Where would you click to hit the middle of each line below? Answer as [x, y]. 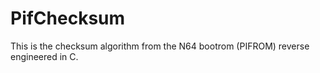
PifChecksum [68, 18]
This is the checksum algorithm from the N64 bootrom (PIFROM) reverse [160, 46]
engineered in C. [44, 56]
